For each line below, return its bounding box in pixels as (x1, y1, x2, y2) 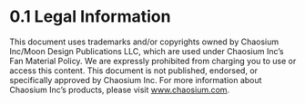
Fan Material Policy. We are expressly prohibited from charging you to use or (9, 55, 297, 66)
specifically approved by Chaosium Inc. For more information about (9, 74, 262, 85)
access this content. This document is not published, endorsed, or (9, 65, 258, 76)
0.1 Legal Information (9, 6, 171, 27)
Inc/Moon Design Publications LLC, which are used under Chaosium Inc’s (9, 45, 284, 56)
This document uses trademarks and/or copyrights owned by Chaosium (9, 36, 280, 47)
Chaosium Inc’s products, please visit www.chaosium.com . (9, 84, 230, 95)
